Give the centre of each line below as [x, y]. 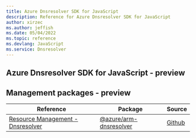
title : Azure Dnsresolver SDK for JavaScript [62, 11]
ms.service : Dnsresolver [36, 49]
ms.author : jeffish [30, 28]
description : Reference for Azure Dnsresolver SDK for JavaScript [88, 17]
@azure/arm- [119, 119]
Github [176, 122]
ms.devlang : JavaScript [35, 44]
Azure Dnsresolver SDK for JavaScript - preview [96, 73]
